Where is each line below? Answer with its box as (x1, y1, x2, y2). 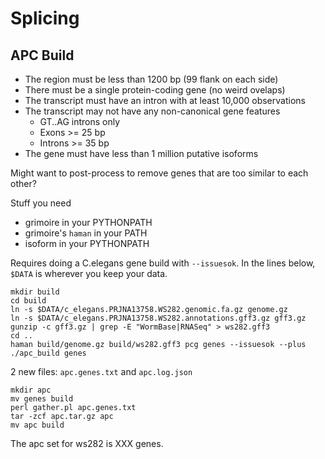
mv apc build (10, 420, 65, 430)
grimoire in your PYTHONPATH (24, 217, 153, 228)
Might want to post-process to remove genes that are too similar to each (10, 167, 309, 179)
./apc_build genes (10, 348, 87, 358)
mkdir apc (10, 385, 52, 395)
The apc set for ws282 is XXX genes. (10, 438, 164, 449)
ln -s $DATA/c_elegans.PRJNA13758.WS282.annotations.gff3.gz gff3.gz (10, 313, 307, 323)
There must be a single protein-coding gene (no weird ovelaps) (24, 84, 286, 96)
